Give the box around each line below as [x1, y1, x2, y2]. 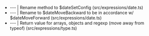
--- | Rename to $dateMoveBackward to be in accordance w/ [9, 10, 134, 16]
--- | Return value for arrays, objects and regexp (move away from [9, 20, 145, 26]
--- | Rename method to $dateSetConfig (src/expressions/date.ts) [9, 5, 144, 10]
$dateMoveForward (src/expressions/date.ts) [9, 15, 102, 20]
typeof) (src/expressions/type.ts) [9, 25, 77, 31]
